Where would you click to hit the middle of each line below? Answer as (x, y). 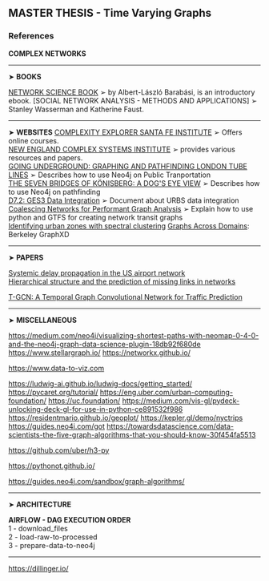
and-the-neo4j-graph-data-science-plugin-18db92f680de (105, 344)
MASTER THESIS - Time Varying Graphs (110, 13)
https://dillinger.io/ (38, 568)
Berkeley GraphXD (39, 234)
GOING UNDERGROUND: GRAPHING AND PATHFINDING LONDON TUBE (128, 166)
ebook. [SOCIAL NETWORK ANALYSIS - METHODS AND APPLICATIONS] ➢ (133, 100)
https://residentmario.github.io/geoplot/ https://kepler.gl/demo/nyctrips (126, 418)
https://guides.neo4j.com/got (57, 426)
